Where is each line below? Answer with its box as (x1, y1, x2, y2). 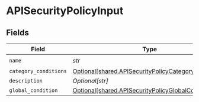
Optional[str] (72, 77, 108, 85)
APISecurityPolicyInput (6, 4, 124, 18)
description (9, 78, 43, 84)
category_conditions (9, 68, 67, 74)
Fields (6, 28, 30, 38)
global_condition (9, 87, 58, 94)
